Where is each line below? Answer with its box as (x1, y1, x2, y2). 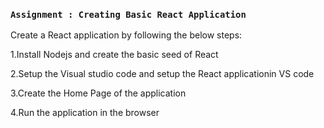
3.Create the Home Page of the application (10, 87, 187, 99)
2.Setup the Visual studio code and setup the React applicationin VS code (10, 68, 315, 80)
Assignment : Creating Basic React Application (10, 9, 247, 20)
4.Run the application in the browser (10, 107, 160, 119)
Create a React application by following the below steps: (10, 29, 243, 41)
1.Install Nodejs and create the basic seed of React (10, 49, 219, 61)
